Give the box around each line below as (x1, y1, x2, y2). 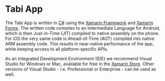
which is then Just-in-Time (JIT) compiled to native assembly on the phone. (5, 30, 160, 36)
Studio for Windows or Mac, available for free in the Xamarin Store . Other (5, 61, 155, 67)
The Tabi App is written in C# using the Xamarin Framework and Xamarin (5, 20, 154, 26)
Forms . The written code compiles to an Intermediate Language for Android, (5, 25, 161, 31)
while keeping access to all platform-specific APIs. (5, 46, 109, 52)
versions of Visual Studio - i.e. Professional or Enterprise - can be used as (5, 66, 156, 72)
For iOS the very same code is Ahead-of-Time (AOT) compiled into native (5, 36, 155, 41)
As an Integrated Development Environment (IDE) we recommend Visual (5, 55, 152, 61)
